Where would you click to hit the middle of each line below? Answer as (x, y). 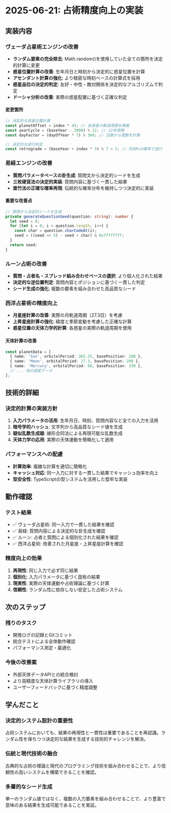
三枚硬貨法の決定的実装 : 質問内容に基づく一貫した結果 (70, 181)
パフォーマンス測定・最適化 (42, 648)
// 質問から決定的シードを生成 (34, 212)
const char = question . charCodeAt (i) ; (56, 231)
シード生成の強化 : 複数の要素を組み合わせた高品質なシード (74, 289)
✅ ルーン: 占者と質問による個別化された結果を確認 (66, 537)
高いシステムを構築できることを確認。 (59, 772)
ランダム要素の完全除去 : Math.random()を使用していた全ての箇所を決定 (88, 59)
